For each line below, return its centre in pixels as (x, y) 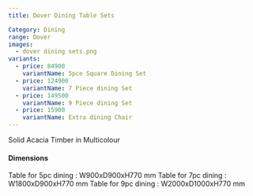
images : (21, 44)
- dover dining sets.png (56, 52)
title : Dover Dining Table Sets (61, 15)
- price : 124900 (42, 81)
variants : (25, 59)
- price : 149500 (42, 95)
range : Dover (30, 37)
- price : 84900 (40, 67)
